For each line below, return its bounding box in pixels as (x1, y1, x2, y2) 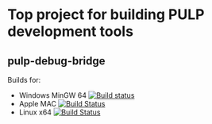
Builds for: (7, 76, 41, 84)
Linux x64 (18, 107, 52, 117)
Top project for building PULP (7, 6, 205, 24)
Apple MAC (18, 99, 57, 108)
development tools (7, 22, 134, 41)
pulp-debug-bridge (7, 54, 106, 68)
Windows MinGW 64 (18, 91, 87, 100)
